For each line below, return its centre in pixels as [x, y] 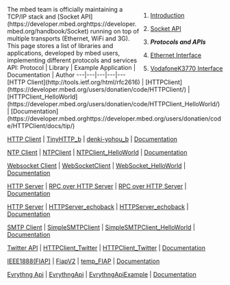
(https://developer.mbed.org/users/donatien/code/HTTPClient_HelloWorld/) [114, 104]
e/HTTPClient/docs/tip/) [41, 126]
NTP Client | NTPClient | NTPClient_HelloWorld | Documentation [97, 152]
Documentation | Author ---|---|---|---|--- [66, 75]
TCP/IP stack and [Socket [43, 16]
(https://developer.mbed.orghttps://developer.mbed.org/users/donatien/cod [114, 119]
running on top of [115, 31]
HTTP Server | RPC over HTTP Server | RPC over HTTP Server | [97, 186]
